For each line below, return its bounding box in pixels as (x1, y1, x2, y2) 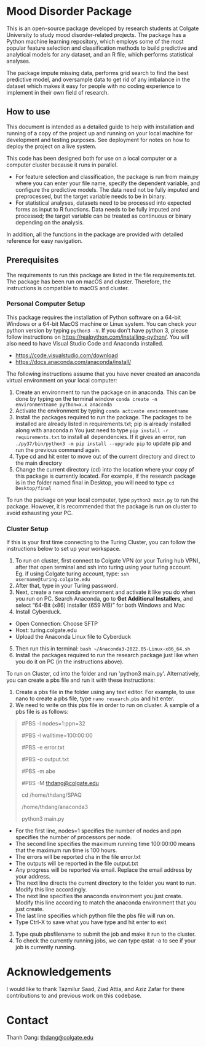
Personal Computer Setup (6, 299, 85, 308)
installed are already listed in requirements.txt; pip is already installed (15, 420, 191, 427)
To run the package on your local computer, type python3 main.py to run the (6, 496, 199, 504)
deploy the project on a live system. (6, 143, 97, 150)
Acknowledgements (6, 965, 112, 979)
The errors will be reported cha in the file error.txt (15, 853, 141, 861)
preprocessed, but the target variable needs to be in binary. (15, 192, 167, 200)
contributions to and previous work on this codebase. (6, 992, 142, 1000)
